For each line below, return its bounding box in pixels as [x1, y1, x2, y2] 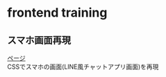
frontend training [7, 5, 108, 21]
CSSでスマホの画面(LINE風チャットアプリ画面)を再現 [7, 62, 159, 71]
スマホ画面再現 [7, 34, 72, 46]
